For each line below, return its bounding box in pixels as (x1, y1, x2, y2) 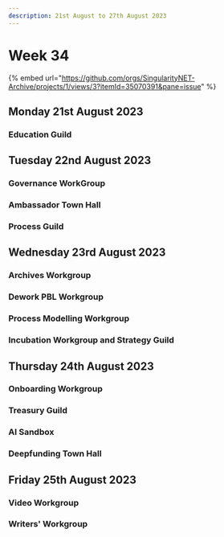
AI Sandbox (8, 427, 55, 438)
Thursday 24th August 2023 (8, 359, 154, 373)
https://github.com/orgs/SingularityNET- (61, 73, 195, 83)
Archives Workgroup (8, 270, 92, 281)
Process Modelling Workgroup (8, 313, 130, 324)
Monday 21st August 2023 (8, 105, 144, 118)
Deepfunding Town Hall (8, 448, 102, 459)
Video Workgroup (8, 497, 79, 508)
